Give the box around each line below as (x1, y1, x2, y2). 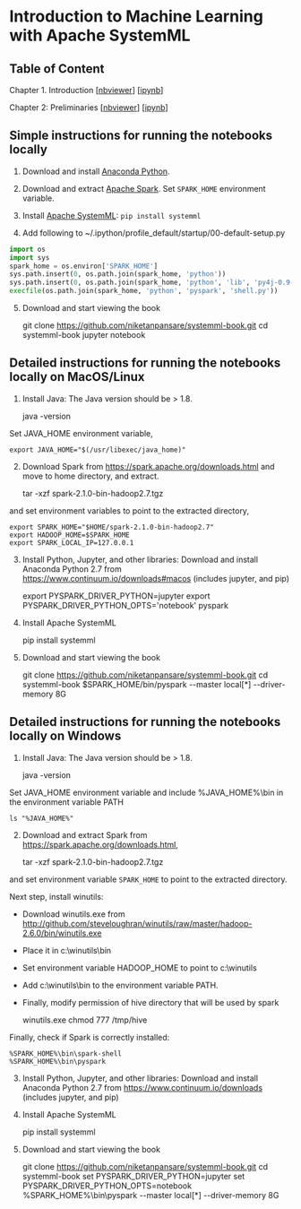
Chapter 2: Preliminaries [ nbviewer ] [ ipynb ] (9, 102, 168, 113)
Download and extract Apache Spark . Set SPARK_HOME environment (21, 183, 266, 194)
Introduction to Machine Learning (9, 6, 264, 27)
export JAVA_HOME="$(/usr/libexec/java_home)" (9, 445, 186, 454)
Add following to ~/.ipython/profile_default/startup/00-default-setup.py (21, 227, 286, 238)
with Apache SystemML (9, 25, 191, 46)
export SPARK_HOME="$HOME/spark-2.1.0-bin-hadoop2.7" (9, 522, 215, 531)
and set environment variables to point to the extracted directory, (9, 505, 249, 516)
